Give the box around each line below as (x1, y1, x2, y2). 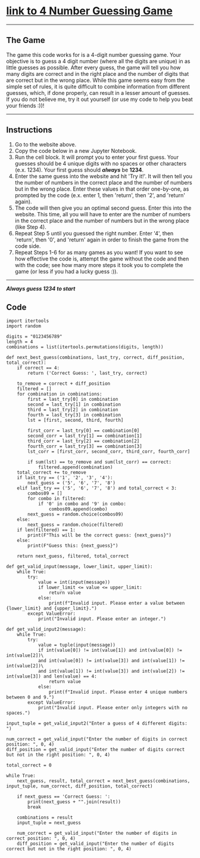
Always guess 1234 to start (6, 285, 76, 292)
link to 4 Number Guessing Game (6, 4, 173, 18)
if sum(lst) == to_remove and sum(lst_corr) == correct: (27, 459, 171, 465)
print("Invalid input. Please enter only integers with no (37, 705, 187, 711)
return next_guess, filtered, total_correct (17, 553, 129, 559)
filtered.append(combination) (37, 464, 113, 470)
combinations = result (17, 814, 73, 821)
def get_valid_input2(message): (6, 626, 86, 633)
